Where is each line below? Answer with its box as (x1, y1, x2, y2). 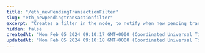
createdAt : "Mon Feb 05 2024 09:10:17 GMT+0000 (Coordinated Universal (6, 32, 192, 38)
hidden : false (6, 26, 43, 32)
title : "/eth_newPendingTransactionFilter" (6, 9, 119, 15)
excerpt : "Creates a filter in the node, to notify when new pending (6, 20, 187, 26)
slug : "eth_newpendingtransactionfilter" (6, 15, 113, 21)
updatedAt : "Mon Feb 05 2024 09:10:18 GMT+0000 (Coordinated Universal (6, 37, 192, 43)
